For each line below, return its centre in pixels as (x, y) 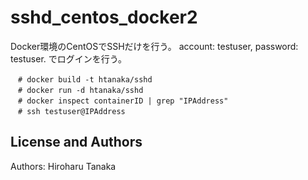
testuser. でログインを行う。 (68, 58)
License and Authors (76, 142)
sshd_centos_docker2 (104, 17)
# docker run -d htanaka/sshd (80, 90)
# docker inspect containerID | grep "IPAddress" (123, 101)
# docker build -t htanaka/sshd (85, 79)
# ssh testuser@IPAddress (71, 111)
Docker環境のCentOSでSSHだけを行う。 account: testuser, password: (154, 46)
